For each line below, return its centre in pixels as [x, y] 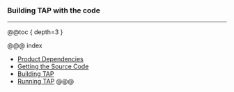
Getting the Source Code [53, 67]
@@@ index [25, 46]
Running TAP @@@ [46, 82]
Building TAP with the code [54, 10]
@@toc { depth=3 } [35, 32]
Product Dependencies [50, 59]
